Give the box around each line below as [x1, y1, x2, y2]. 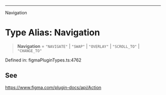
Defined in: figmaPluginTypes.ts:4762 [5, 57, 82, 63]
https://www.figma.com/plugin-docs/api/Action [5, 84, 102, 90]
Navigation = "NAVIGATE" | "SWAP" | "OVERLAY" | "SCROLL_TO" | [17, 43, 140, 49]
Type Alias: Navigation [5, 27, 100, 38]
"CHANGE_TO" [17, 48, 42, 53]
